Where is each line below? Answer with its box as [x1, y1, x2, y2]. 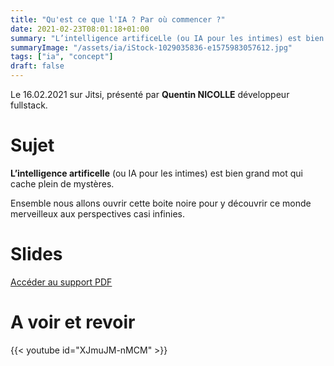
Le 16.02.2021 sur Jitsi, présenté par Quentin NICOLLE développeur [10, 89, 290, 100]
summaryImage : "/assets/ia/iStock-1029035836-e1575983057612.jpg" [10, 42, 293, 53]
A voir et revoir [10, 311, 136, 334]
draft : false [10, 61, 65, 71]
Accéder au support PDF [10, 276, 113, 288]
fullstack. [10, 99, 48, 111]
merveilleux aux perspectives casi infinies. [10, 207, 185, 220]
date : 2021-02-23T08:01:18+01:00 [10, 24, 150, 34]
